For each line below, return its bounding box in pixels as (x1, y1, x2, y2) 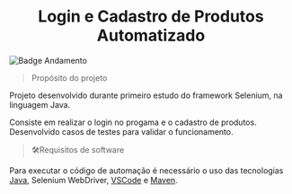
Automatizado (96, 25, 206, 46)
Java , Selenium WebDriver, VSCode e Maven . (9, 174, 178, 185)
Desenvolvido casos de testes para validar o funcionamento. (9, 126, 234, 137)
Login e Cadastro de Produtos (38, 6, 264, 27)
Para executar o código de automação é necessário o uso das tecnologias (9, 164, 284, 176)
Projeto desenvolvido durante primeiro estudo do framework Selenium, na (9, 90, 283, 101)
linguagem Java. (9, 99, 71, 110)
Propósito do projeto (31, 72, 108, 83)
